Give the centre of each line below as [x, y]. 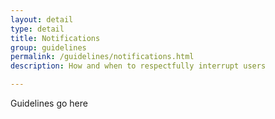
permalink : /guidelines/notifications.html [102, 57]
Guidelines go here [49, 103]
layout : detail [42, 19]
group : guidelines [48, 47]
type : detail [37, 29]
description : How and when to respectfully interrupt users [138, 66]
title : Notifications [55, 38]
